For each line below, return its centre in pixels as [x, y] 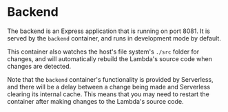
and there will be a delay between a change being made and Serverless [109, 87]
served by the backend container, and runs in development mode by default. [114, 38]
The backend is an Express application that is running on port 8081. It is [108, 31]
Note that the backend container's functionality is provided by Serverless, [110, 79]
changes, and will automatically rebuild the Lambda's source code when [110, 58]
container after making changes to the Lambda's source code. [95, 101]
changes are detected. [39, 66]
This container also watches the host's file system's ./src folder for [103, 52]
